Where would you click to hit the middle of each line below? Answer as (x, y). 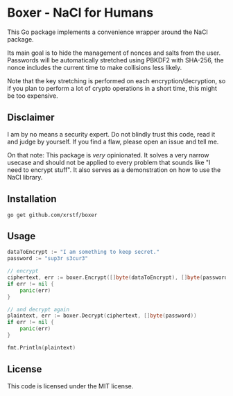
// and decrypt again (38, 309)
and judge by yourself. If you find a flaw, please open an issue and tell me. (113, 141)
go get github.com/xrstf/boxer (52, 215)
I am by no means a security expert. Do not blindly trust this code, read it (111, 134)
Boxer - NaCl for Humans (80, 13)
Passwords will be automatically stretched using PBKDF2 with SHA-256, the (115, 60)
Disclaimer (31, 118)
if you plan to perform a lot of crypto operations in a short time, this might (112, 88)
